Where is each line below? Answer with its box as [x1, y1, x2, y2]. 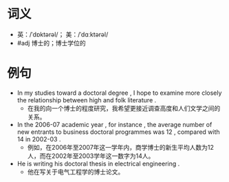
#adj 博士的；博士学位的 [17, 38, 86, 47]
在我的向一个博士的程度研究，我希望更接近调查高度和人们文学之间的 [27, 104, 221, 112]
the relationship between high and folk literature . [17, 95, 157, 104]
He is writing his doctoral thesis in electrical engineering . [17, 159, 180, 168]
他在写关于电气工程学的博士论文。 [27, 168, 124, 176]
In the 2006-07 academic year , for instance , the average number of [17, 120, 212, 128]
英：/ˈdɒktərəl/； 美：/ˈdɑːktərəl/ [17, 30, 109, 38]
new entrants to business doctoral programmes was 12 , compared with [17, 128, 220, 136]
